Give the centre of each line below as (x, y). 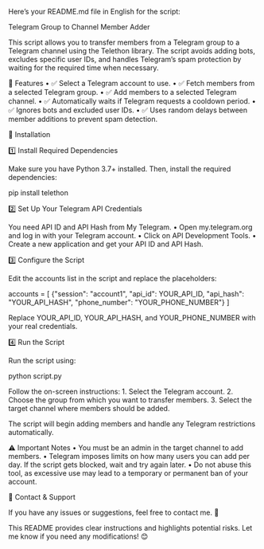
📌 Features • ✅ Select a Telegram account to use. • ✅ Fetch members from (132, 83)
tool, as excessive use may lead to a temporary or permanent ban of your (128, 473)
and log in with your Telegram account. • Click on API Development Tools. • (132, 235)
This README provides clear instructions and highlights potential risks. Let (130, 528)
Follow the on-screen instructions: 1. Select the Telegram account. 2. (120, 391)
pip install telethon (39, 193)
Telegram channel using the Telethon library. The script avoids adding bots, (132, 51)
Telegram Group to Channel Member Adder (79, 27)
